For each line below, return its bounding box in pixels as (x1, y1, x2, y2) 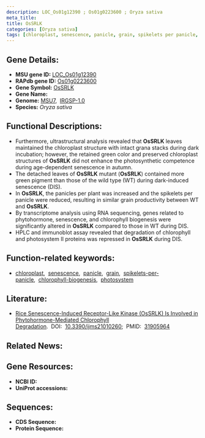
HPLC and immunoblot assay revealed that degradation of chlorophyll (15, 228, 191, 236)
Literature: (6, 293, 48, 304)
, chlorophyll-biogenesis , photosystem (33, 275, 134, 283)
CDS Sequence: (15, 418, 57, 426)
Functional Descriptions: (6, 121, 102, 132)
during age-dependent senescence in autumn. (15, 163, 133, 171)
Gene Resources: (6, 361, 73, 372)
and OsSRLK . (15, 202, 50, 210)
